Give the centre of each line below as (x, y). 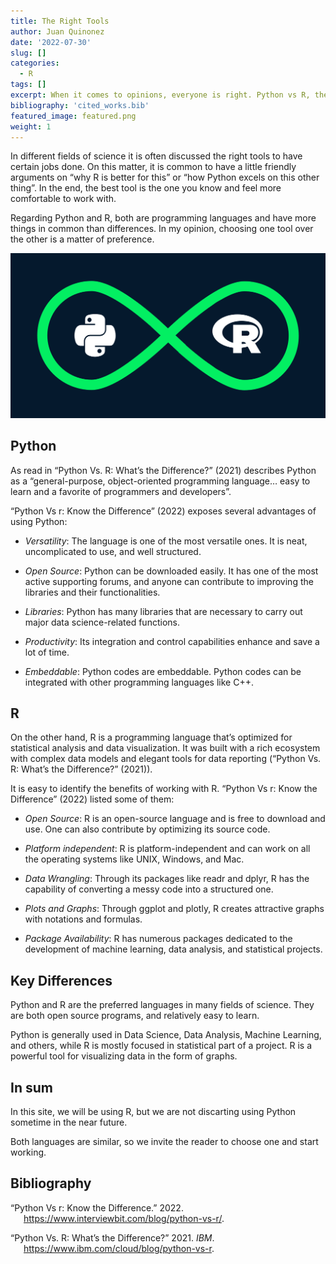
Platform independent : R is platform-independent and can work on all (167, 849)
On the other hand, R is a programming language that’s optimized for (151, 737)
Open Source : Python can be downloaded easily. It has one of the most (171, 571)
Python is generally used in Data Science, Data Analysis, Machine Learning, (166, 1035)
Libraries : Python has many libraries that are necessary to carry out (163, 611)
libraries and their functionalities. (92, 592)
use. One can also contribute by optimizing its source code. (147, 829)
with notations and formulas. (83, 919)
